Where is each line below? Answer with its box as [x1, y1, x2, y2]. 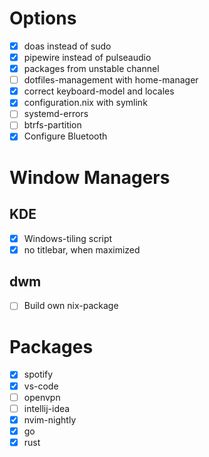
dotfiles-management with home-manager [23, 74, 199, 86]
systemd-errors [23, 108, 89, 120]
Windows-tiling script [23, 232, 113, 244]
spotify [23, 368, 54, 381]
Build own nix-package [23, 300, 119, 312]
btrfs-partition [23, 119, 82, 131]
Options [9, 7, 77, 30]
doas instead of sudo [23, 40, 112, 52]
